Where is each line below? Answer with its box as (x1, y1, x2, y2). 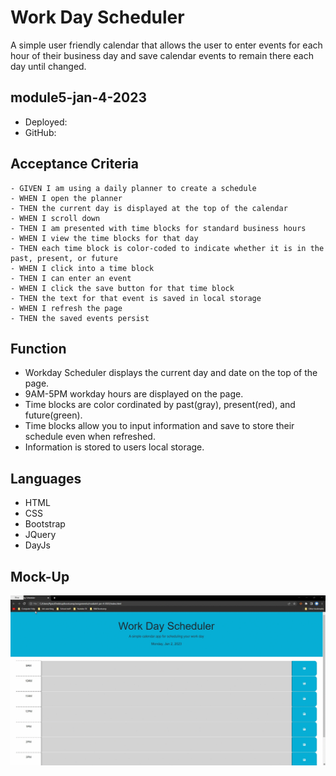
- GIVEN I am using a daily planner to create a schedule (10, 183, 257, 193)
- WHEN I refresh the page (10, 303, 123, 313)
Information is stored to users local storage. (24, 441, 205, 453)
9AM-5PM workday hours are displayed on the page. (24, 388, 244, 400)
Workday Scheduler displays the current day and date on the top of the (24, 367, 318, 379)
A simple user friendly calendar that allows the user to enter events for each (10, 39, 323, 51)
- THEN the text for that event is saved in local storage (10, 293, 262, 303)
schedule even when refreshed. (24, 431, 156, 443)
